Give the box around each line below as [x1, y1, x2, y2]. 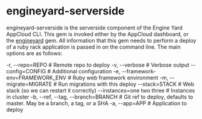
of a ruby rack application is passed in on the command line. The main [6, 43, 181, 50]
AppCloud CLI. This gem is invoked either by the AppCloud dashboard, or [6, 30, 189, 37]
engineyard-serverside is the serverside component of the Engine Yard [6, 24, 183, 31]
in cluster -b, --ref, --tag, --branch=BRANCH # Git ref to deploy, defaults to [6, 93, 194, 100]
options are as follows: [6, 49, 63, 56]
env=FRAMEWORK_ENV [6, 74, 67, 81]
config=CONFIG [6, 67, 46, 75]
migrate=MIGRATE [6, 80, 52, 88]
